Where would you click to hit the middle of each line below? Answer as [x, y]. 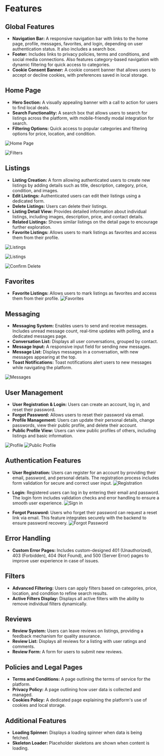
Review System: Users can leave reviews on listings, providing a [78, 631]
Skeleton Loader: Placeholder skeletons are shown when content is [81, 743]
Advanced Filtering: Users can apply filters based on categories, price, [84, 588]
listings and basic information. [43, 436]
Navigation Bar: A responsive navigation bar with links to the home [80, 38]
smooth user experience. [37, 503]
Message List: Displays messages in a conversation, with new [75, 352]
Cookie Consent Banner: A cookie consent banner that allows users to [84, 70]
